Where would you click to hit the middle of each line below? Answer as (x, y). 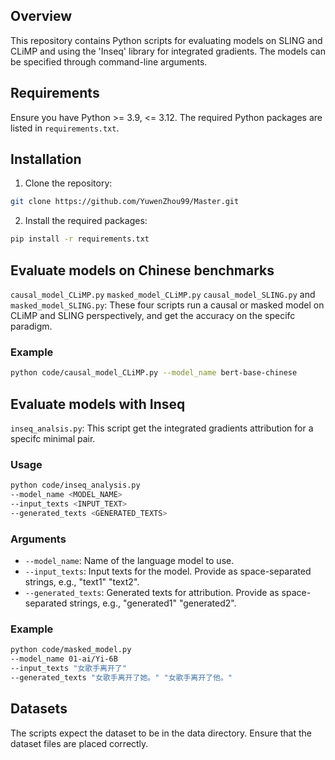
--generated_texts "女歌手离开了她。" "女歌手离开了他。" (121, 678)
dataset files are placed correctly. (79, 743)
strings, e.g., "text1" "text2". (82, 582)
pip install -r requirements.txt (80, 239)
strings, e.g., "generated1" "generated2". (153, 603)
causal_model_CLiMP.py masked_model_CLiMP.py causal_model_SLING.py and (163, 294)
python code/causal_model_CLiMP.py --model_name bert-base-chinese (154, 373)
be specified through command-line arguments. (109, 61)
